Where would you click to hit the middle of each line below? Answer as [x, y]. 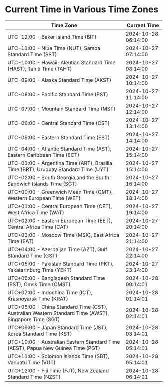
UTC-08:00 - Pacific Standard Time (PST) [58, 94]
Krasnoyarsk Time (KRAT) [38, 299]
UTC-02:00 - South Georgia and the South [59, 177]
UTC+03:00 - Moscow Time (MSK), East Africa [64, 235]
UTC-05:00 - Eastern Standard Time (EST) [59, 137]
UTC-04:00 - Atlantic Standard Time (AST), [60, 149]
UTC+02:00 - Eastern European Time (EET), [60, 220]
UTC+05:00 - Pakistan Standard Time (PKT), [61, 264]
